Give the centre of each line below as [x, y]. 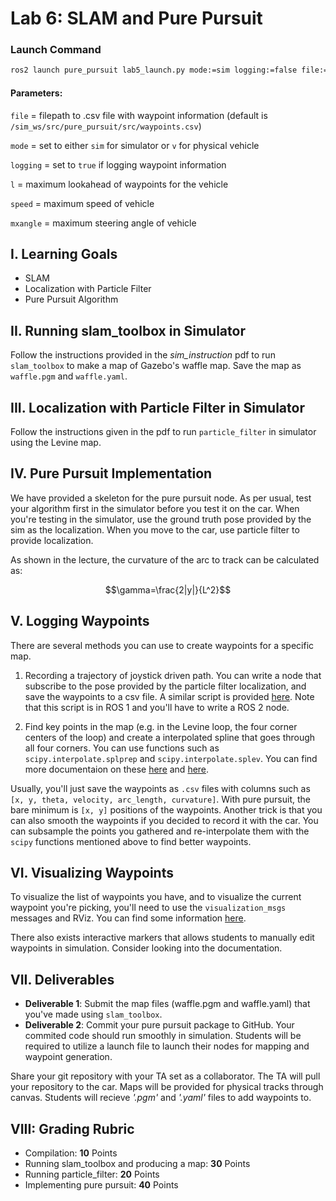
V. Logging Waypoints [80, 621]
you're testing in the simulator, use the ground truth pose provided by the [161, 519]
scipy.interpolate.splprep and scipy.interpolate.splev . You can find [171, 758]
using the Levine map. [56, 442]
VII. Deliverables [62, 979]
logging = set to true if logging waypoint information [118, 164]
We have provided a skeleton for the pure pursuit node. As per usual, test [161, 498]
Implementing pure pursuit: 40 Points [101, 1185]
